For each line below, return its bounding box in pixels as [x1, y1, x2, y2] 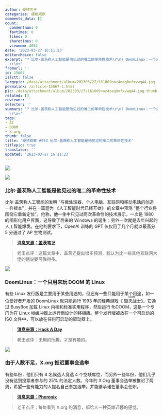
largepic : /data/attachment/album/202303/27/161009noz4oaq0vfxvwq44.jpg [5, 79, 155, 84]
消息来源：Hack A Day [16, 326, 63, 332]
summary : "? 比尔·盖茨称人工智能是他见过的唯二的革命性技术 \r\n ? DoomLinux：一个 [5, 107, 156, 112]
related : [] [5, 93, 29, 98]
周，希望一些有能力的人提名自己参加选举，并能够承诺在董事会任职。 [5, 383, 141, 389]
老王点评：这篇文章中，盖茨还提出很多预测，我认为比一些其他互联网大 [16, 250, 158, 256]
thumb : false [5, 134, 32, 139]
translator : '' [5, 147, 36, 152]
